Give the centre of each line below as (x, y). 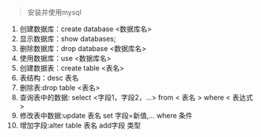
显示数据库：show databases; (67, 39)
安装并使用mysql (54, 12)
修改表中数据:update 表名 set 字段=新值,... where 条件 (106, 115)
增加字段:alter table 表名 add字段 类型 (80, 125)
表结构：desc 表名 (49, 78)
